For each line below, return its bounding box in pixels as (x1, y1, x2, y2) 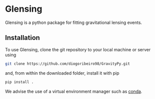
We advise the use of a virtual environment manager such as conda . (5, 88, 143, 94)
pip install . (5, 79, 34, 84)
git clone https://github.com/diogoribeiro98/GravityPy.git (5, 61, 131, 66)
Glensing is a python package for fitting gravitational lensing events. (5, 20, 142, 25)
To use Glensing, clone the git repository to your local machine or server (5, 46, 151, 52)
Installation (5, 34, 40, 42)
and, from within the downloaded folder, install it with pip (5, 70, 120, 76)
